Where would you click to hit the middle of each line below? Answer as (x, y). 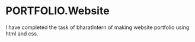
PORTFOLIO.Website (58, 11)
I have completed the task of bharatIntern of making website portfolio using (97, 27)
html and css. (22, 33)
